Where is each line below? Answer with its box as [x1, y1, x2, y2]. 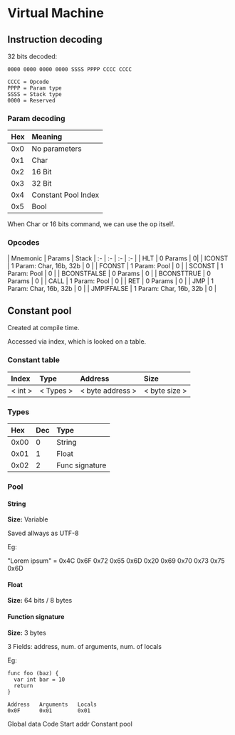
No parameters [31, 144, 82, 154]
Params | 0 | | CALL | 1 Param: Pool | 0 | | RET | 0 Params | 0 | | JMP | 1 [7, 276, 214, 285]
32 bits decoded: [7, 52, 58, 60]
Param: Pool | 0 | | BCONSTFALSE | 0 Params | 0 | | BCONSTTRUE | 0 [7, 269, 211, 277]
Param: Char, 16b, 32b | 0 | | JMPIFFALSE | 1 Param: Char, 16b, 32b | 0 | [7, 284, 217, 292]
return [14, 682, 33, 689]
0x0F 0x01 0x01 [7, 707, 91, 714]
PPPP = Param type [7, 85, 62, 92]
